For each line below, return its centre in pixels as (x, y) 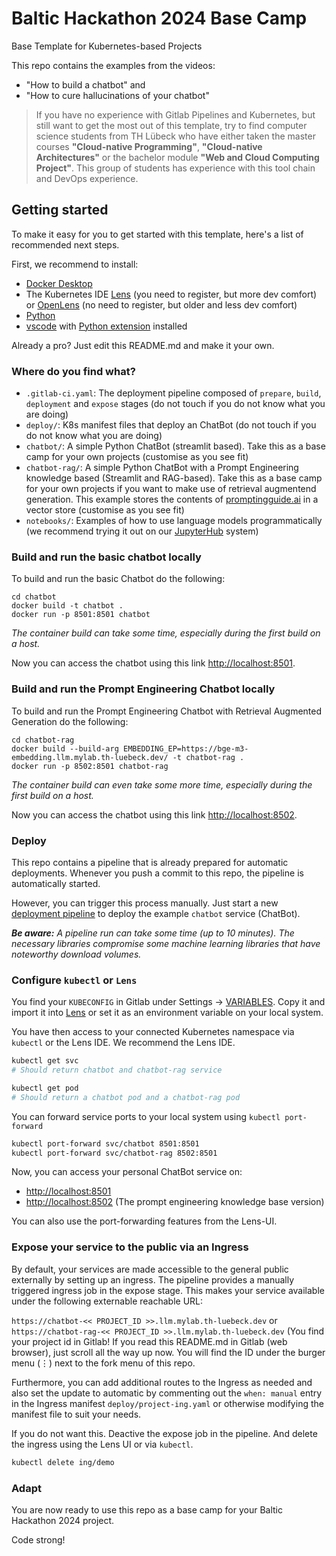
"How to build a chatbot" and (85, 84)
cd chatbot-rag (43, 740)
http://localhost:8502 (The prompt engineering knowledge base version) (175, 1202)
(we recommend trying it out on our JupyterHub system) (142, 531)
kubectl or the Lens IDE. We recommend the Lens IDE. (123, 1043)
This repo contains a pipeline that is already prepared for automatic (150, 862)
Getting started (60, 210)
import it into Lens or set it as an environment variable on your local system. (167, 1013)
